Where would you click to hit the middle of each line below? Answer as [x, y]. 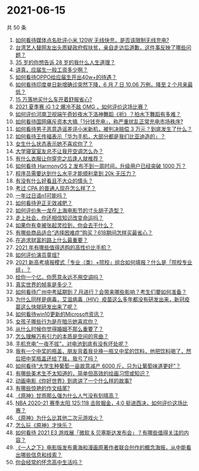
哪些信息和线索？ [41, 454]
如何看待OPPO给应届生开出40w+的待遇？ [66, 77]
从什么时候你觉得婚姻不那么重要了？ [59, 329]
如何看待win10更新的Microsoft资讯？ [60, 314]
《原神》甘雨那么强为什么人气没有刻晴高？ [67, 395]
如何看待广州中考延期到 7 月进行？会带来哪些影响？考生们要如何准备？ [101, 291]
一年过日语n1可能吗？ [41, 196]
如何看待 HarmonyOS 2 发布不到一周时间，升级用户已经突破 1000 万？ [101, 166]
